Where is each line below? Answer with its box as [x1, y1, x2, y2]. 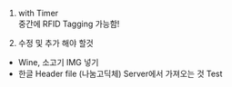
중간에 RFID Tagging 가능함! [17, 18, 120, 29]
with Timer [17, 8, 59, 18]
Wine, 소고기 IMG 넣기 [17, 57, 99, 67]
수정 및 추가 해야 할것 [17, 38, 94, 48]
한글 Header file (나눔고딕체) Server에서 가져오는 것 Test [17, 68, 223, 79]
